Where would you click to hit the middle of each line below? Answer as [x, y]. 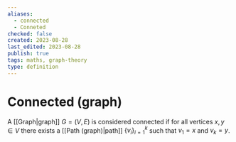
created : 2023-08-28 [38, 40]
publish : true [28, 54]
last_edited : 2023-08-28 [44, 47]
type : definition [33, 67]
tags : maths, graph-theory [47, 60]
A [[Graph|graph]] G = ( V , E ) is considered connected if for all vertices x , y [116, 121]
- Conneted [30, 27]
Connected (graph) [65, 102]
